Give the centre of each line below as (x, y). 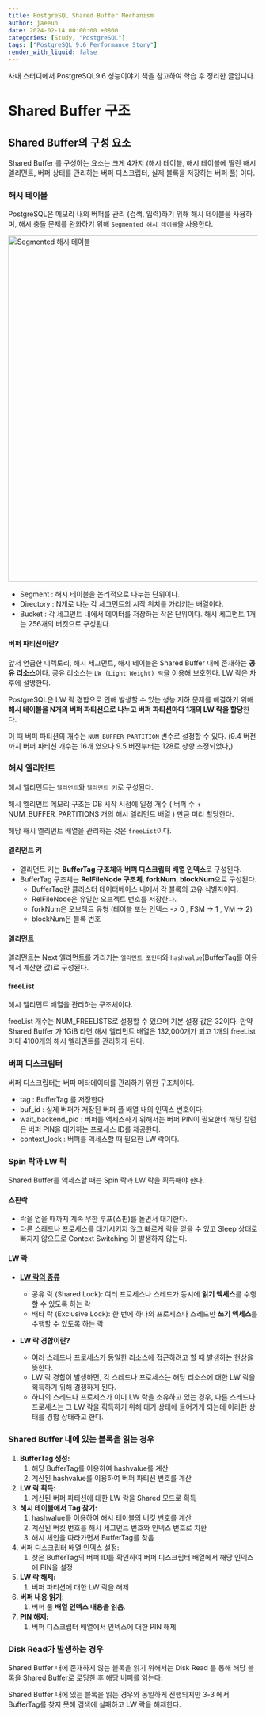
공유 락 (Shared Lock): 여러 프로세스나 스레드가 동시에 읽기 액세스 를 (137, 1294)
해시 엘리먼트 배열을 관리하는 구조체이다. (70, 1005)
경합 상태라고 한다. (75, 1417)
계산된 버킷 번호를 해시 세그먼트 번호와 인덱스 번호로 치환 (119, 1527)
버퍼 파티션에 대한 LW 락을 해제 (80, 1587)
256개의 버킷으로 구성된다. (69, 624)
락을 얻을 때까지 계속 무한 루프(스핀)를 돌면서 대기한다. (103, 1219)
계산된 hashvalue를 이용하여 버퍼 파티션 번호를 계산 (112, 1478)
